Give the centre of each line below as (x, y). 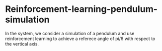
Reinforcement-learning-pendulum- (81, 9)
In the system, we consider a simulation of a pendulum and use (70, 33)
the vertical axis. (22, 44)
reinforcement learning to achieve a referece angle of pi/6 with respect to (80, 39)
